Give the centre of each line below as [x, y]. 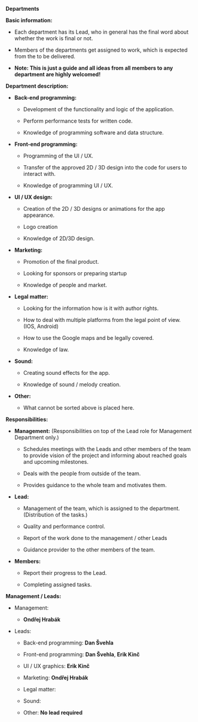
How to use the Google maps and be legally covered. [89, 338]
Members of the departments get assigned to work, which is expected [101, 50]
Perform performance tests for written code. [78, 121]
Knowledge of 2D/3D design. [59, 238]
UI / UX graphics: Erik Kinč [57, 666]
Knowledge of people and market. [65, 285]
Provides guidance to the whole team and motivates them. [95, 485]
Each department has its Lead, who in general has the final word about [101, 32]
